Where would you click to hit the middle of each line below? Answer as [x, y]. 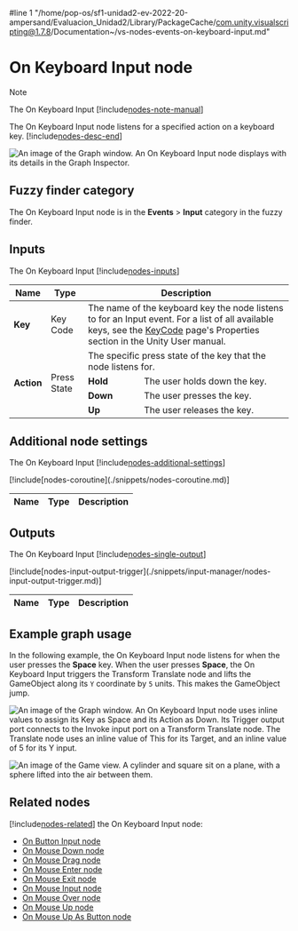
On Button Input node [61, 841]
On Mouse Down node [63, 850]
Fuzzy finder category [72, 191]
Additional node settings [78, 441]
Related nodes [50, 803]
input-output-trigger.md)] [55, 581]
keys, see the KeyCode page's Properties [173, 330]
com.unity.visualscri [252, 22]
